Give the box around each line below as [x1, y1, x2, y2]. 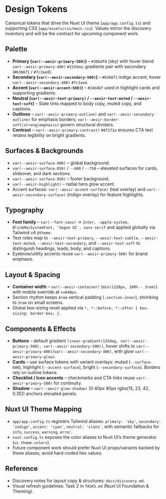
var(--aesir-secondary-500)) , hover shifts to [44, 343, 135, 349]
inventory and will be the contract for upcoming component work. [5, 30, 140, 36]
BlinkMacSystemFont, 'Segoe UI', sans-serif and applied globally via [12, 224, 156, 230]
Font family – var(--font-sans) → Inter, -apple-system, [12, 219, 130, 225]
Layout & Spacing [5, 270, 60, 279]
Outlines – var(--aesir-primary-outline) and [12, 111, 106, 117]
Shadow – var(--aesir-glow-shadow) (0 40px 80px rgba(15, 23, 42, [12, 386, 150, 391]
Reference [5, 464, 38, 473]
